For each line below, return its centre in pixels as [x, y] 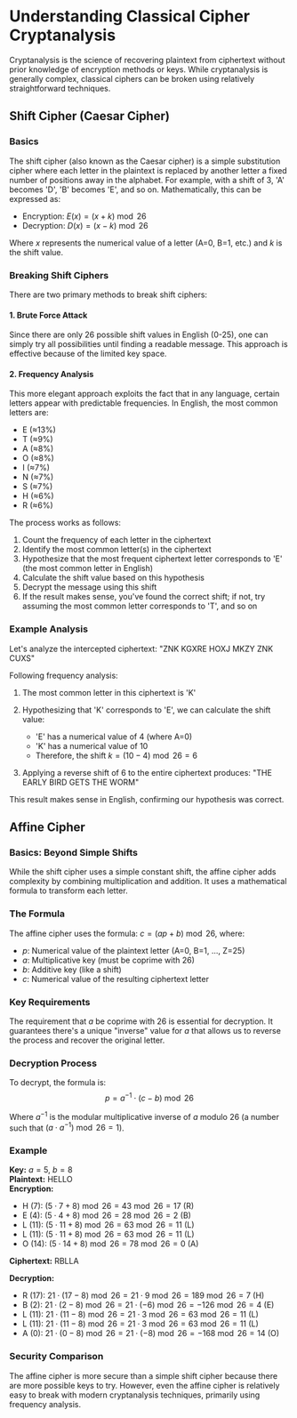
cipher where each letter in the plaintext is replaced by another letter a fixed [148, 170]
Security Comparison [56, 1357]
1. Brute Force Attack [48, 315]
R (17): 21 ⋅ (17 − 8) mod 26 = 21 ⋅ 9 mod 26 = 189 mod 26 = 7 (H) [143, 1295]
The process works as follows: [65, 523]
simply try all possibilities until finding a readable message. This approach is [148, 344]
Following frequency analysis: [64, 675]
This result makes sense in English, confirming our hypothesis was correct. [147, 799]
